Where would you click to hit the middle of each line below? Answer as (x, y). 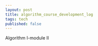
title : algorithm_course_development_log (49, 14)
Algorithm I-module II (27, 38)
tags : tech (17, 19)
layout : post (19, 10)
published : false (23, 24)
